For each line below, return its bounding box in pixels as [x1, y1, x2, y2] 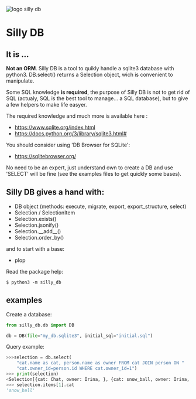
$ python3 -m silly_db [6, 279, 61, 285]
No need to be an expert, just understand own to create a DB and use [6, 164, 174, 171]
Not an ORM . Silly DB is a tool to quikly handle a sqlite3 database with [6, 65, 174, 71]
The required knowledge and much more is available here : [6, 112, 148, 120]
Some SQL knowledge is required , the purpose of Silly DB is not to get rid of [6, 88, 190, 96]
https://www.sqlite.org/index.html [14, 124, 95, 131]
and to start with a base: [6, 245, 64, 252]
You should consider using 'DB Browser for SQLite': [6, 141, 130, 148]
